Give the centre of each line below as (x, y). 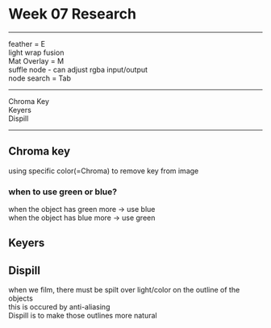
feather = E (27, 44)
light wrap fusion (36, 52)
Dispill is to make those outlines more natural (83, 316)
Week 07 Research (73, 14)
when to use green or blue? (63, 192)
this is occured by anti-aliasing (59, 307)
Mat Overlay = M (36, 60)
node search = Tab (40, 78)
